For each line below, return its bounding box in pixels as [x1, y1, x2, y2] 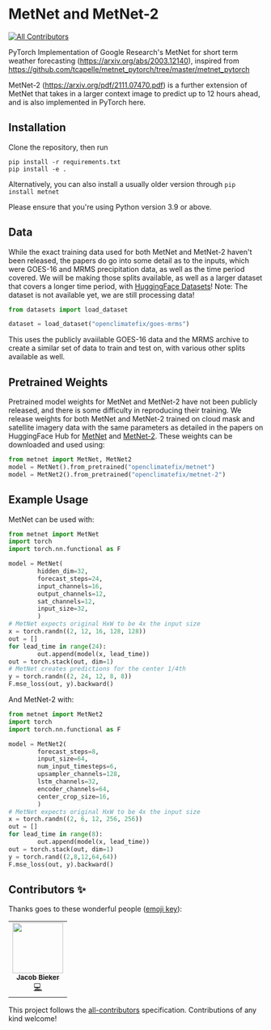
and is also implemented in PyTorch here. [8, 97, 146, 107]
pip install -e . [8, 165, 67, 173]
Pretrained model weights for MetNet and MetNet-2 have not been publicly [8, 397, 258, 407]
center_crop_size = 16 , [37, 792, 111, 801]
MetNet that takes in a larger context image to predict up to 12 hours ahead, [8, 88, 260, 98]
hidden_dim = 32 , [37, 567, 89, 575]
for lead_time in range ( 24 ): [8, 642, 107, 651]
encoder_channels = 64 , [37, 785, 111, 793]
